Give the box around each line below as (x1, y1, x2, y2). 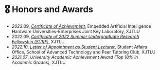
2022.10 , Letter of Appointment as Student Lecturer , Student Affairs (11, 44, 148, 50)
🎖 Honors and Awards (4, 4, 93, 15)
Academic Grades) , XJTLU (11, 59, 66, 65)
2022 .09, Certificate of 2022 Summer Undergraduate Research (11, 34, 140, 39)
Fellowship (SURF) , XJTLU (11, 38, 65, 44)
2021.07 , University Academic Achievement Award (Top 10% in (11, 54, 138, 60)
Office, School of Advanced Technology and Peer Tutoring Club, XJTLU (11, 49, 156, 55)
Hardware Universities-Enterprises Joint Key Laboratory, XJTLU (11, 28, 140, 34)
